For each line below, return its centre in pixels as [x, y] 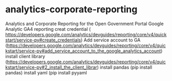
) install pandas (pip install [125, 67]
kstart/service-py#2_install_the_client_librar [51, 67]
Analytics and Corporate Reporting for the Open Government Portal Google [84, 24]
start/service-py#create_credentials [43, 40]
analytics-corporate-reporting [71, 9]
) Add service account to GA [111, 40]
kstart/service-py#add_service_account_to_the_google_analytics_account [83, 51]
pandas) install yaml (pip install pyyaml [46, 72]
